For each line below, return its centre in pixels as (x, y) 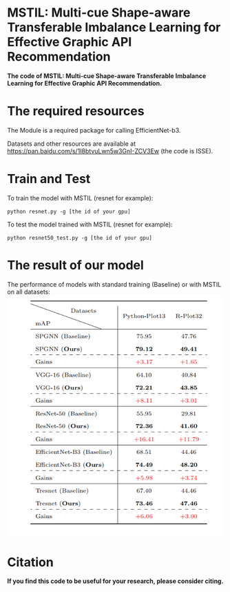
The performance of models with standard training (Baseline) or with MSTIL (114, 284)
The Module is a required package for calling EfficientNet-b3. (94, 130)
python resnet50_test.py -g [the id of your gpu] (80, 238)
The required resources (76, 111)
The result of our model (76, 265)
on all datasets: (29, 292)
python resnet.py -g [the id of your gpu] (69, 211)
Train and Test (49, 179)
